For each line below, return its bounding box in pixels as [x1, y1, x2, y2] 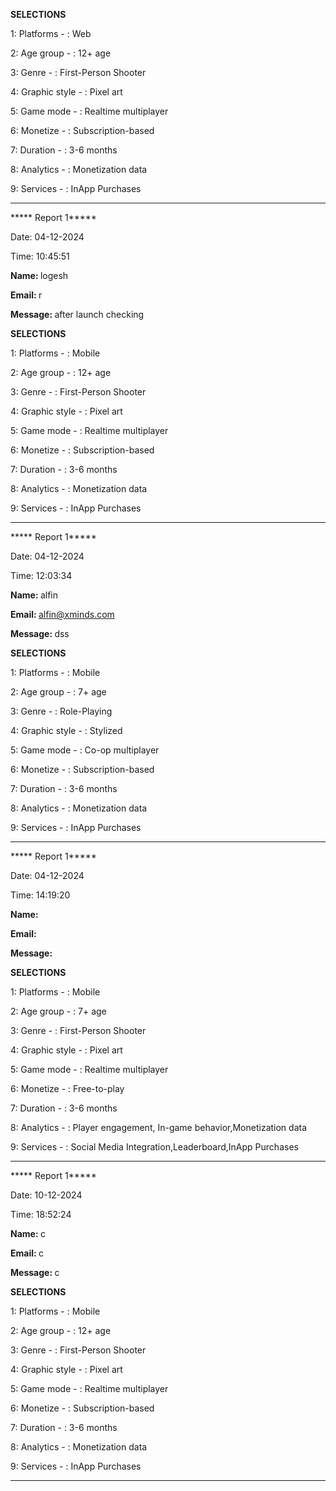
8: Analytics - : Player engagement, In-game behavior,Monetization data [10, 1122, 308, 1133]
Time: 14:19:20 [10, 889, 71, 901]
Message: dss [10, 628, 70, 639]
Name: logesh [10, 270, 69, 281]
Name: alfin [10, 589, 59, 601]
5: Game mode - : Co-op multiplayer [10, 744, 160, 756]
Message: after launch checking [10, 309, 145, 320]
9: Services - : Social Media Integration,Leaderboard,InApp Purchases [10, 1141, 299, 1153]
